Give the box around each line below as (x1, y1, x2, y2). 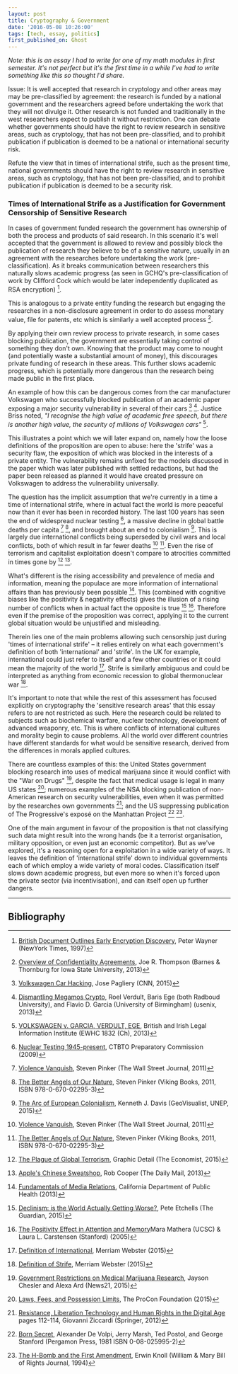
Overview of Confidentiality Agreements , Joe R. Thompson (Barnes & (18, 957, 221, 966)
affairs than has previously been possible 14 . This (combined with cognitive (8, 586, 226, 596)
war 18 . (8, 679, 28, 689)
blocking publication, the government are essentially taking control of (8, 336, 210, 345)
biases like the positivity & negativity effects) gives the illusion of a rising (8, 595, 220, 604)
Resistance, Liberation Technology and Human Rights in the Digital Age (18, 1308, 225, 1317)
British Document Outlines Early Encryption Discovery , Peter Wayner (18, 936, 218, 945)
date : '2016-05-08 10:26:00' (8, 23, 94, 30)
